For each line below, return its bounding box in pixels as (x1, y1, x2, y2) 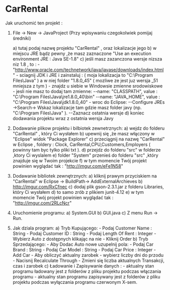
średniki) (12, 35, 31, 41)
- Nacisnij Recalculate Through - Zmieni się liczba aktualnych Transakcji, (12, 257, 165, 264)
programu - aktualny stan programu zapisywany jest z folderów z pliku (12, 273, 161, 280)
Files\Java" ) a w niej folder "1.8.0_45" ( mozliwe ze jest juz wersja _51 (12, 77, 158, 83)
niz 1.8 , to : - (12, 61, 40, 67)
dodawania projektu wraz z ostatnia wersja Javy (12, 115, 114, 121)
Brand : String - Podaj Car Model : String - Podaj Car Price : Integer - (12, 246, 156, 252)
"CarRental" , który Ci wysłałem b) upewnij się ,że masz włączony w (12, 130, 155, 136)
